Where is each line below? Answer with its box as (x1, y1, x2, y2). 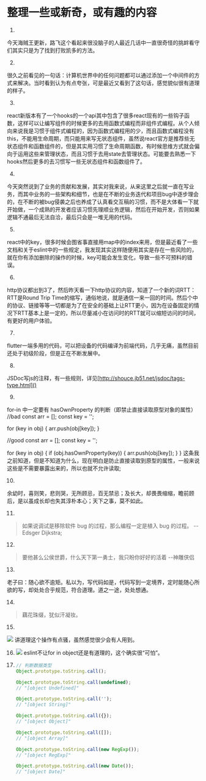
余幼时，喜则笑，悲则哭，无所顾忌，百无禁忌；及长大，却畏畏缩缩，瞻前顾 (7, 489, 194, 497)
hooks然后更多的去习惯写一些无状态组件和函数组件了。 (7, 158, 146, 165)
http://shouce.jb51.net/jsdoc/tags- (99, 374, 185, 382)
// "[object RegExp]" (15, 752, 71, 758)
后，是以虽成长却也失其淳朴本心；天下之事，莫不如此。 (7, 497, 146, 504)
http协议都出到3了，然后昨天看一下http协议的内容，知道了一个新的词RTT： (7, 286, 196, 293)
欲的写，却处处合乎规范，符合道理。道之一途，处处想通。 (7, 586, 152, 593)
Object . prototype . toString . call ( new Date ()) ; (15, 763, 134, 769)
